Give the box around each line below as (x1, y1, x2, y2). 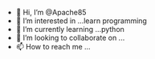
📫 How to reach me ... (15, 42, 91, 51)
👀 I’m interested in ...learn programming (15, 16, 147, 26)
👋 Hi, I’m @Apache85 (15, 8, 87, 17)
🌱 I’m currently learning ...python (15, 25, 124, 33)
